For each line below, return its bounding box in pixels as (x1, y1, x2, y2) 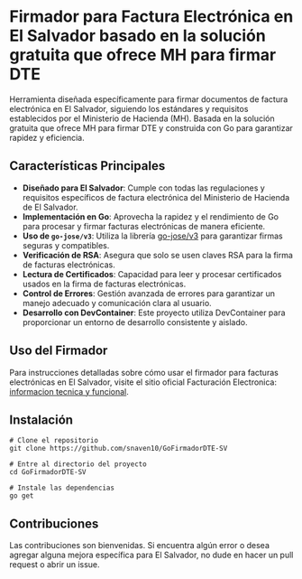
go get (9, 491, 34, 500)
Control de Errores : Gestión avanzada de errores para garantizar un (22, 287, 276, 299)
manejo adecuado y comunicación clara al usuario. (22, 297, 212, 308)
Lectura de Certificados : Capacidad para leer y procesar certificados (22, 268, 282, 279)
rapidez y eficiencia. (9, 132, 85, 143)
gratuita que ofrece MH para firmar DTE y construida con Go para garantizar (9, 122, 293, 133)
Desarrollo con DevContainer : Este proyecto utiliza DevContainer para (22, 307, 286, 318)
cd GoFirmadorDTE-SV (9, 468, 87, 477)
